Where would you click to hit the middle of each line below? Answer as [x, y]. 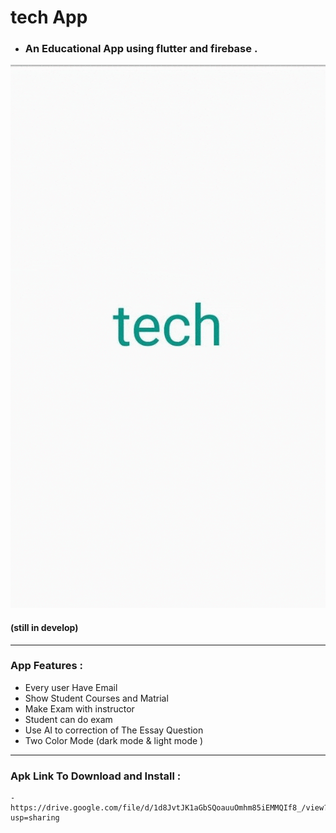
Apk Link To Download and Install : [96, 776]
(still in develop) [44, 627]
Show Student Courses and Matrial [96, 698]
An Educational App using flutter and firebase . [141, 49]
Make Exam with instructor [79, 708]
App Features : [46, 666]
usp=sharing [35, 818]
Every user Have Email [71, 687]
